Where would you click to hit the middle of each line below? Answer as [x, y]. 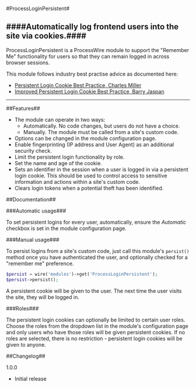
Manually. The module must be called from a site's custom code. [101, 132]
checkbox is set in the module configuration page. [66, 228]
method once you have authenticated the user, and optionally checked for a [97, 257]
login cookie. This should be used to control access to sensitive [91, 176]
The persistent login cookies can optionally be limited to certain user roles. [96, 320]
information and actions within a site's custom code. [77, 181]
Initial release [30, 379]
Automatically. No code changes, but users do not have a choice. [101, 126]
